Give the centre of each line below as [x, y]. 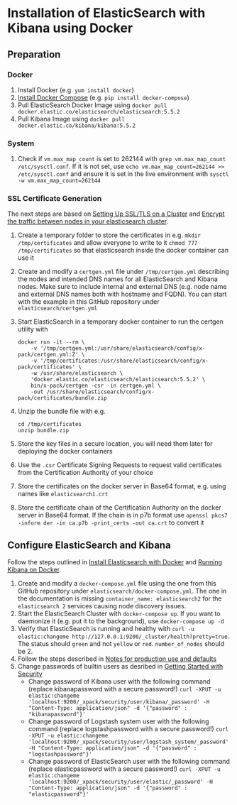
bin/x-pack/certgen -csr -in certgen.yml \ [96, 386]
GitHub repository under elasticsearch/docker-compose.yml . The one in [122, 591]
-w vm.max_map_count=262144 [59, 181]
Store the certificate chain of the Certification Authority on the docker [119, 508]
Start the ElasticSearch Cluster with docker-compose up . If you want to [119, 614]
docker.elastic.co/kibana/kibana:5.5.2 [77, 126]
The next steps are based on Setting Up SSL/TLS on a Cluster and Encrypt [116, 214]
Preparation [34, 54]
